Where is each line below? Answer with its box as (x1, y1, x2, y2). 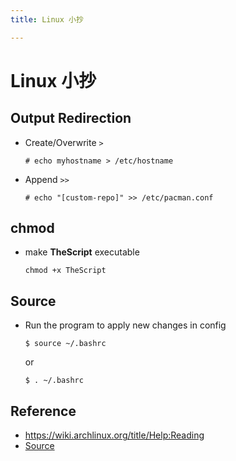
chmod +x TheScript (24, 266, 107, 276)
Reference (10, 402, 77, 420)
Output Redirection (10, 110, 132, 127)
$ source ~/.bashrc (24, 339, 107, 349)
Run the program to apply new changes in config (24, 319, 227, 331)
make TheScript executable (24, 246, 140, 258)
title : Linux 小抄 (10, 14, 84, 25)
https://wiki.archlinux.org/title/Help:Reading (24, 429, 205, 441)
